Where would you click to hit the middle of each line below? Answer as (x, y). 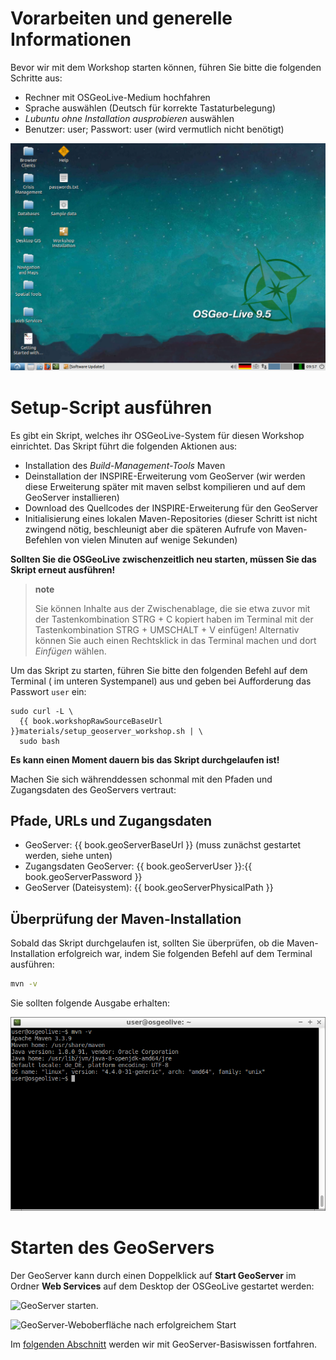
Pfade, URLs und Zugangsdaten (111, 820)
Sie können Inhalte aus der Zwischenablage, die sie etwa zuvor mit (172, 608)
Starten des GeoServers (112, 1248)
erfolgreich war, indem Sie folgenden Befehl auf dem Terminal (185, 954)
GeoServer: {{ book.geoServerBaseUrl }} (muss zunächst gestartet (163, 845)
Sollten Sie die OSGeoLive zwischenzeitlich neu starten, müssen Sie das (163, 559)
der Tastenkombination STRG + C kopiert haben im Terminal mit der (174, 619)
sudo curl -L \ (42, 711)
